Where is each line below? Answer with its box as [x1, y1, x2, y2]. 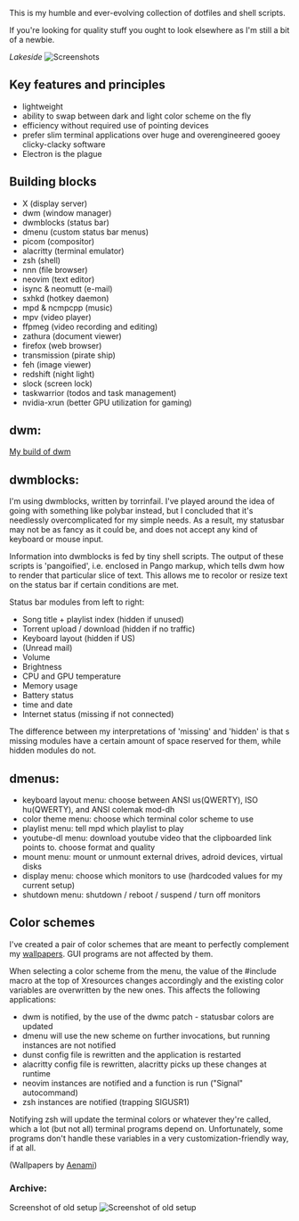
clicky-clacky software [21, 138, 106, 150]
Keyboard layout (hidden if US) [21, 633, 136, 644]
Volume [21, 652, 51, 663]
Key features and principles [9, 78, 166, 93]
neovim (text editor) [21, 274, 95, 285]
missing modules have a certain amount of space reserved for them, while [9, 736, 282, 747]
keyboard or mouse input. [9, 534, 104, 545]
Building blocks [9, 174, 97, 190]
